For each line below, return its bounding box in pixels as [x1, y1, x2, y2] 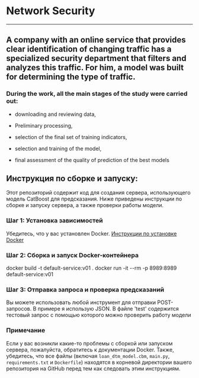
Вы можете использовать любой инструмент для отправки [6, 299, 156, 306]
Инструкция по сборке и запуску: [6, 173, 138, 184]
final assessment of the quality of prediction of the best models [14, 156, 170, 163]
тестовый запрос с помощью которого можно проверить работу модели [6, 312, 191, 319]
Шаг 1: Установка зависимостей [6, 217, 103, 225]
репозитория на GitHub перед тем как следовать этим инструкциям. [6, 365, 181, 372]
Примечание [6, 327, 46, 335]
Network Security [6, 4, 95, 18]
